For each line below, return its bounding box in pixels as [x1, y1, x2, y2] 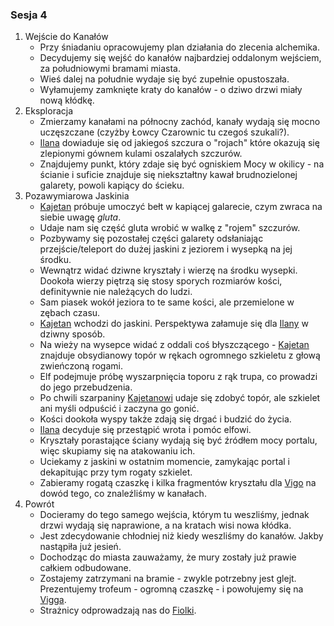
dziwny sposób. [39, 328, 106, 340]
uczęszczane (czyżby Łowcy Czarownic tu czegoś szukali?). [39, 126, 290, 138]
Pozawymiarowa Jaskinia [24, 190, 130, 202]
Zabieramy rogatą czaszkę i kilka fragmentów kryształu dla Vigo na [39, 477, 317, 489]
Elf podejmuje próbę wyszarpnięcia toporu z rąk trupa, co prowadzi [39, 371, 318, 383]
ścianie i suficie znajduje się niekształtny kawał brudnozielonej [39, 169, 298, 181]
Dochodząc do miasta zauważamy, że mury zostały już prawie [39, 551, 297, 563]
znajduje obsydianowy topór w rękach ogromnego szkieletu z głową [39, 349, 321, 362]
